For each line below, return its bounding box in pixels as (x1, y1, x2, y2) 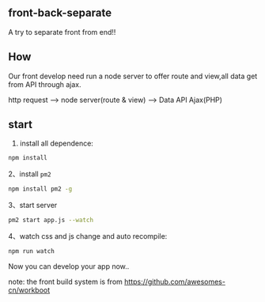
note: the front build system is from (8, 277, 123, 286)
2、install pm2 (8, 169, 51, 179)
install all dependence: (19, 138, 93, 149)
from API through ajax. (8, 79, 81, 89)
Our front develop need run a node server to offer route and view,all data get (8, 71, 258, 81)
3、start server (8, 201, 58, 210)
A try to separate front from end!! (8, 27, 116, 36)
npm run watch (8, 247, 55, 255)
